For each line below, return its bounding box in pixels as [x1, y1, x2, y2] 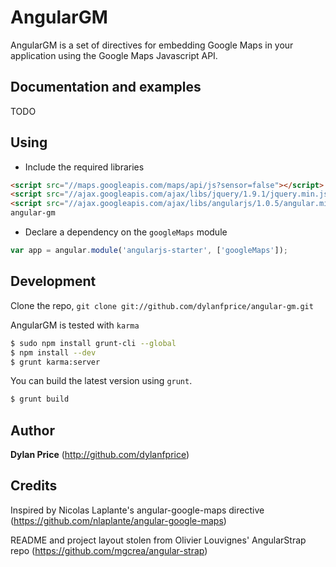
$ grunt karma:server [10, 357, 101, 367]
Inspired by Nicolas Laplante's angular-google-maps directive [10, 504, 265, 516]
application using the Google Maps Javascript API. [10, 49, 218, 61]
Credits [10, 477, 58, 495]
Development [10, 273, 97, 290]
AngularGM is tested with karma [10, 319, 140, 331]
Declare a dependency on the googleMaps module [24, 226, 228, 238]
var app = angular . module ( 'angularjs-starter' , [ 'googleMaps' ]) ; [10, 246, 288, 256]
